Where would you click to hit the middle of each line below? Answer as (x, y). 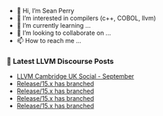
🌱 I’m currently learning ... (54, 25)
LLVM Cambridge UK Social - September (75, 76)
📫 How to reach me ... (49, 41)
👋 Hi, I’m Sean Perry (45, 11)
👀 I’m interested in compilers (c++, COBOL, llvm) (86, 18)
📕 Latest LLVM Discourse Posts (60, 61)
